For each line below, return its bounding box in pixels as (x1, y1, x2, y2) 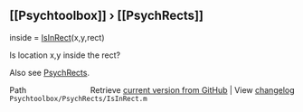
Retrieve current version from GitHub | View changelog (90, 84, 295, 95)
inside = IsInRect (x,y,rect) (9, 32, 106, 42)
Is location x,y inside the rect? (9, 50, 120, 61)
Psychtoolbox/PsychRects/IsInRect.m (9, 94, 147, 103)
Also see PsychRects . (9, 67, 90, 78)
